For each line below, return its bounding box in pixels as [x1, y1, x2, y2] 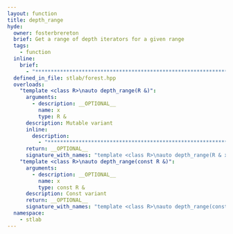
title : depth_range [7, 17, 64, 24]
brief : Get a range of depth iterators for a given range [13, 36, 185, 43]
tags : [13, 42, 30, 49]
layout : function [7, 10, 58, 17]
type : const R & [37, 184, 85, 191]
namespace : [13, 210, 45, 217]
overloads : [13, 81, 45, 88]
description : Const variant [25, 190, 107, 197]
